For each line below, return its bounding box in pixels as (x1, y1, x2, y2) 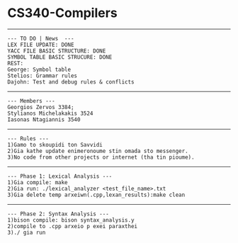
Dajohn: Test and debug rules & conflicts (7, 78, 135, 86)
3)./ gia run (7, 229, 46, 236)
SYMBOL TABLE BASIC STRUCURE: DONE (7, 53, 113, 61)
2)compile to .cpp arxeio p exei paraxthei (7, 222, 138, 230)
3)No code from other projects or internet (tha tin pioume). (7, 154, 195, 161)
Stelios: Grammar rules (7, 72, 78, 79)
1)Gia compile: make (7, 179, 69, 186)
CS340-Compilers (7, 5, 118, 21)
